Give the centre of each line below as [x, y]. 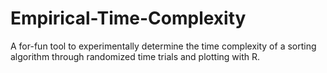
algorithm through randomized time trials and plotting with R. [135, 56]
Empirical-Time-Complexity [128, 18]
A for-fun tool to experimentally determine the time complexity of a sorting [163, 46]
